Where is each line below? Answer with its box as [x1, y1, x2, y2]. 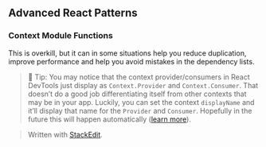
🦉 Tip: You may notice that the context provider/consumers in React [27, 72, 251, 82]
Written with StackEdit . [27, 130, 104, 139]
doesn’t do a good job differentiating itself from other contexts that [27, 89, 247, 99]
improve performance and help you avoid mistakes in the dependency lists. [8, 56, 255, 66]
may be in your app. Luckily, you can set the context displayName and [27, 97, 255, 106]
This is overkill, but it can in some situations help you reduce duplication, [8, 48, 247, 58]
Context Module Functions [8, 30, 113, 41]
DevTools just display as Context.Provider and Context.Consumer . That [27, 80, 259, 90]
